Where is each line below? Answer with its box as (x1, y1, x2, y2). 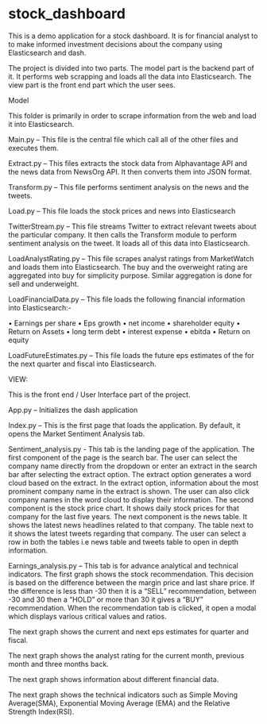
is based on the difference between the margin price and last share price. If (8, 577, 255, 587)
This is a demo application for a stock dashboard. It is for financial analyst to (8, 31, 258, 40)
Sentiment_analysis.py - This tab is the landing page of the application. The (8, 444, 255, 453)
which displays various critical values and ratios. (8, 611, 167, 621)
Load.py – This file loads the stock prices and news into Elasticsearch (8, 206, 236, 215)
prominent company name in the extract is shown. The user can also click (8, 486, 250, 496)
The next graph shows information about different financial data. (8, 674, 219, 684)
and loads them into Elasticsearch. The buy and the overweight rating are (8, 262, 248, 271)
